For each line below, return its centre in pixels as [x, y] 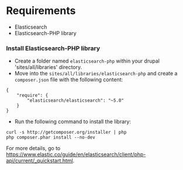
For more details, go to [33, 148]
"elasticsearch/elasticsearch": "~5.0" [76, 100]
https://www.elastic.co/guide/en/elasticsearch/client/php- [76, 155]
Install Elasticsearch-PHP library [53, 48]
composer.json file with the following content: [69, 79]
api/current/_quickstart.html [39, 161]
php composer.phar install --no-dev [51, 138]
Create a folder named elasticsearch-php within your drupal [87, 61]
